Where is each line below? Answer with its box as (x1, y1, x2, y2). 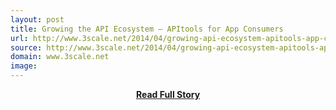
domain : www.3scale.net (10, 52, 110, 62)
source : (10, 42, 43, 53)
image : (10, 61, 38, 71)
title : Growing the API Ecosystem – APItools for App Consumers (10, 24, 284, 34)
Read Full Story (135, 89, 201, 100)
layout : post (10, 14, 65, 25)
